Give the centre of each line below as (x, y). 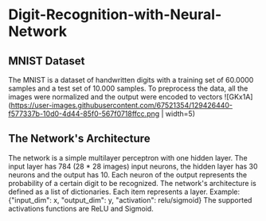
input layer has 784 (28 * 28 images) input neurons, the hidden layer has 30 (133, 166)
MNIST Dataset (47, 61)
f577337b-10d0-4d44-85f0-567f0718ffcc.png (84, 114)
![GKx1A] (239, 97)
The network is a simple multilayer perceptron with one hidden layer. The (128, 157)
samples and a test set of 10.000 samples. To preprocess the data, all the (128, 88)
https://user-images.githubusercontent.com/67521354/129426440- (122, 105)
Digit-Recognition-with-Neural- (115, 15)
